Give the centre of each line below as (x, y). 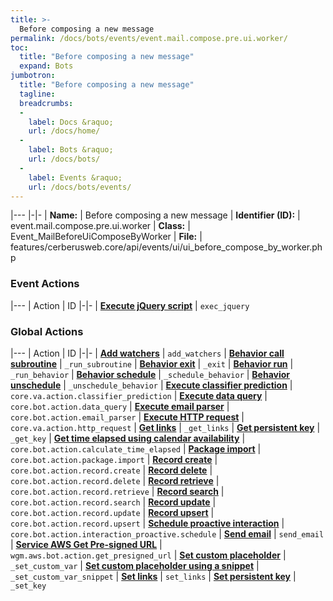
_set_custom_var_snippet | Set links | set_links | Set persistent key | (153, 576)
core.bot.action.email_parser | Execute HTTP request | (127, 417)
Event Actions (45, 284)
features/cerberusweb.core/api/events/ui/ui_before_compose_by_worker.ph (166, 247)
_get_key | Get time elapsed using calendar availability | (128, 438)
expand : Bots (46, 66)
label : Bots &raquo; (71, 150)
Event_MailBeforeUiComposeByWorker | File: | (106, 237)
